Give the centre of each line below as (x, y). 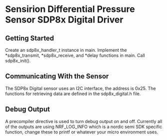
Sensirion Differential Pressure (70, 9)
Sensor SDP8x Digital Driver (64, 20)
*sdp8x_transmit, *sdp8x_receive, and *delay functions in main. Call (75, 55)
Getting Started (30, 38)
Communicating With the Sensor (57, 76)
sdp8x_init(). (18, 61)
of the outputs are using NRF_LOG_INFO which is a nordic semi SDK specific (84, 127)
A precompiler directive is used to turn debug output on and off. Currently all (84, 121)
